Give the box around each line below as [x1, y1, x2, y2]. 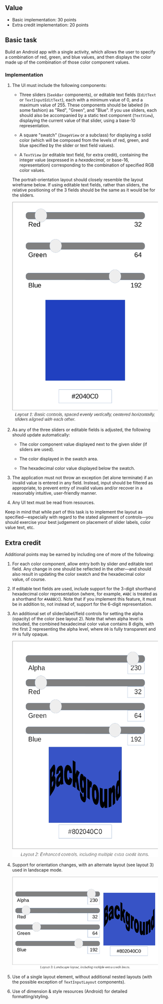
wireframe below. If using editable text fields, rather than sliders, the [12, 182, 149, 187]
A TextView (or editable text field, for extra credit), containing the [19, 151, 148, 157]
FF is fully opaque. [12, 631, 49, 637]
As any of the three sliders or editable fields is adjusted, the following [12, 427, 151, 433]
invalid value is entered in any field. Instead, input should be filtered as [12, 480, 153, 486]
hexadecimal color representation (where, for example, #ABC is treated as [12, 591, 158, 597]
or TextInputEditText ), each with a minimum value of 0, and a [19, 97, 143, 102]
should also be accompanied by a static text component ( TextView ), [19, 112, 154, 118]
